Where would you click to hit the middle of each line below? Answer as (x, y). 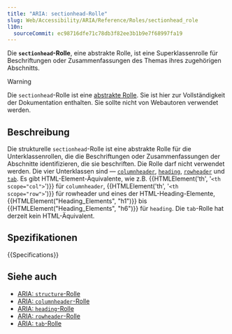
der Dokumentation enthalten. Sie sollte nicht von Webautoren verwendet (113, 103)
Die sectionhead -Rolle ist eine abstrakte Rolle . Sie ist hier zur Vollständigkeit (116, 95)
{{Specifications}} (33, 255)
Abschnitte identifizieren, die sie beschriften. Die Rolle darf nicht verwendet (116, 164)
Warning (19, 82)
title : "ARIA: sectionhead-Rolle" (58, 14)
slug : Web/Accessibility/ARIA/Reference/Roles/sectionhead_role (103, 20)
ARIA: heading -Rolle (46, 308)
